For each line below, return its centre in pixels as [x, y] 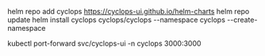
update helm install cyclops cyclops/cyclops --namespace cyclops [116, 20]
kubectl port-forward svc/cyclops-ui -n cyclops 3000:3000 [104, 43]
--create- [242, 20]
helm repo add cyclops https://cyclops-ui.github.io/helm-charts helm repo [129, 11]
